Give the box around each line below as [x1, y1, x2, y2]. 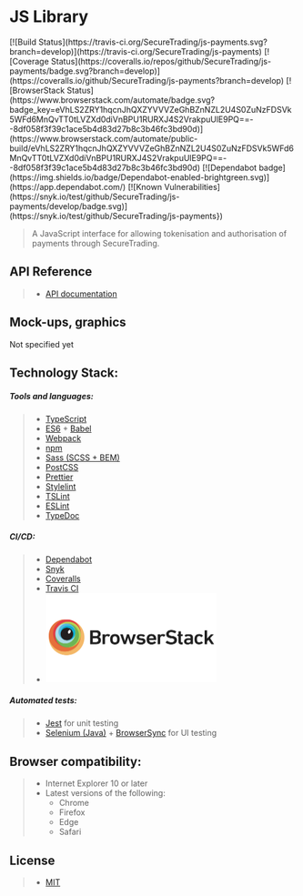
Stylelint [45, 480, 76, 492]
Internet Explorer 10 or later [45, 778, 148, 789]
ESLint [45, 500, 70, 511]
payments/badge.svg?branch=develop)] [9, 65, 161, 76]
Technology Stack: [9, 365, 119, 380]
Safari [58, 826, 82, 838]
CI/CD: [9, 530, 35, 542]
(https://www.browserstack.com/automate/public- [9, 133, 198, 144]
